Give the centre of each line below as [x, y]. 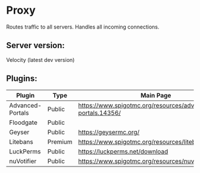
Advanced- [25, 105]
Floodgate [23, 122]
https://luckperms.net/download [123, 151]
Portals [19, 112]
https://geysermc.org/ [109, 132]
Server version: [36, 45]
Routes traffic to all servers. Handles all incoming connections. [83, 27]
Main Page [156, 95]
